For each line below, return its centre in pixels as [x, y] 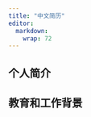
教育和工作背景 [45, 103]
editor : [21, 23]
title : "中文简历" [37, 16]
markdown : [32, 31]
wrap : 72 [37, 38]
